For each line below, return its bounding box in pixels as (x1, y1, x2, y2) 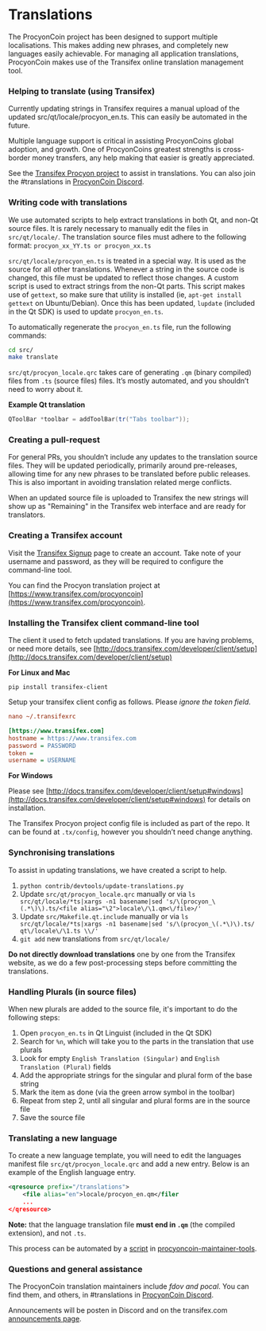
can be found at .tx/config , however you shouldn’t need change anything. (8, 827, 253, 837)
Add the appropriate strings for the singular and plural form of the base (19, 1070, 253, 1080)
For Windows (8, 771, 53, 781)
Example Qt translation (8, 400, 86, 409)
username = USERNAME (8, 757, 77, 765)
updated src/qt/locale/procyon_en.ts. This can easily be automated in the (8, 112, 248, 122)
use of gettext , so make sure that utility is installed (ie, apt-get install (8, 289, 242, 299)
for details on (207, 795, 251, 804)
